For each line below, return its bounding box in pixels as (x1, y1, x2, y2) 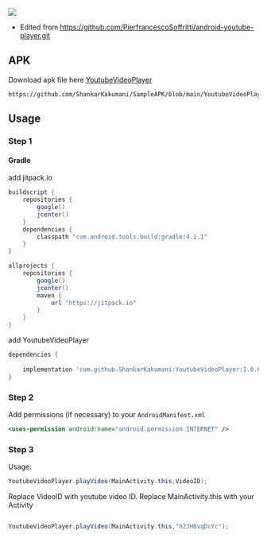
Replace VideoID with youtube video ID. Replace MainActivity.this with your (8, 491, 254, 501)
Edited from (19, 22, 59, 32)
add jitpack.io (8, 173, 53, 183)
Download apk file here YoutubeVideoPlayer (8, 75, 153, 84)
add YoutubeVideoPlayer (8, 335, 90, 345)
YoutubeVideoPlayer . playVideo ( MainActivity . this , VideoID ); (8, 478, 208, 486)
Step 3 (8, 443, 34, 455)
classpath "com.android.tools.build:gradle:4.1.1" (37, 233, 208, 241)
